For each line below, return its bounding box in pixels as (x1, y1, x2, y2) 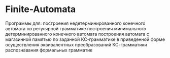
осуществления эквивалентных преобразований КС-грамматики (5, 41, 147, 47)
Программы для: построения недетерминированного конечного (5, 20, 146, 26)
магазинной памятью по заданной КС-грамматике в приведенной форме (5, 36, 165, 42)
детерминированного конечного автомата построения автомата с (5, 31, 150, 37)
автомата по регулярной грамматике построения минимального (5, 25, 146, 31)
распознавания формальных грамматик (5, 47, 93, 53)
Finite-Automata (5, 4, 76, 15)
